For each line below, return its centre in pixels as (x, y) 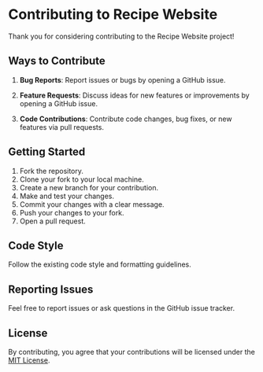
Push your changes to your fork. (72, 212)
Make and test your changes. (67, 196)
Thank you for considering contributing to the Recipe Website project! (121, 36)
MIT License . (29, 360)
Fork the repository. (52, 171)
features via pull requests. (62, 127)
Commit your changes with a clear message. (92, 204)
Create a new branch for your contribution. (89, 187)
